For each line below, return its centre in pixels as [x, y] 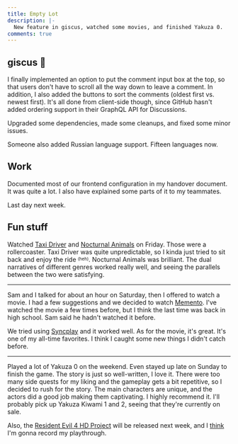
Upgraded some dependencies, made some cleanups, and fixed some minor [119, 123]
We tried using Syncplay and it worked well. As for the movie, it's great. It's [117, 331]
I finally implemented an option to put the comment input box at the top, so [116, 79]
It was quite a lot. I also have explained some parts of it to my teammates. [114, 191]
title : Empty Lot [33, 14]
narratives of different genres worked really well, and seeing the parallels [114, 267]
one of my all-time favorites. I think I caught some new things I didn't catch [117, 338]
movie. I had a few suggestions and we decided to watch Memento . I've [112, 302]
